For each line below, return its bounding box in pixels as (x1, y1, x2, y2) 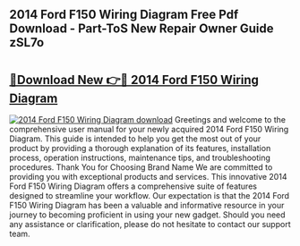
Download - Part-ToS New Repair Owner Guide (9, 21, 275, 37)
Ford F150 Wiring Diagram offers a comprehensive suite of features (9, 181, 258, 191)
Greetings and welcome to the (174, 115, 287, 124)
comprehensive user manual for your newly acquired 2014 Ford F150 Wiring (9, 124, 289, 134)
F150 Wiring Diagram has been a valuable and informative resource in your (9, 200, 285, 210)
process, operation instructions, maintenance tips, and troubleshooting (9, 152, 271, 163)
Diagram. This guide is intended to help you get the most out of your (9, 133, 261, 144)
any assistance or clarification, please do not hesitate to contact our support (9, 219, 291, 229)
